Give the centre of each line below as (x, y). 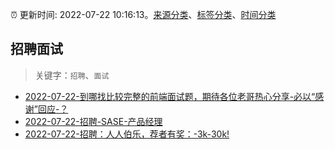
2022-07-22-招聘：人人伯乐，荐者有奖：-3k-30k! (127, 134)
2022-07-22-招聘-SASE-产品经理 (93, 121)
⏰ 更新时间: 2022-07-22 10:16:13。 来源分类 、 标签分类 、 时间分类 (143, 14)
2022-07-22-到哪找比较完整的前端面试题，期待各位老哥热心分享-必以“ (170, 96)
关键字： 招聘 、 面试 (72, 75)
